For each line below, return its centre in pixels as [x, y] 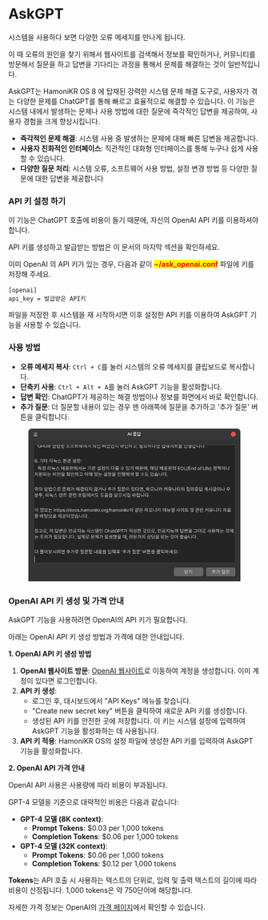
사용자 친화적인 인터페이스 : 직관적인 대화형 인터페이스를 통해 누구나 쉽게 [132, 148]
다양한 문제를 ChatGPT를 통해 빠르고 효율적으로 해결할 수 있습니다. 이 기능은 [136, 101]
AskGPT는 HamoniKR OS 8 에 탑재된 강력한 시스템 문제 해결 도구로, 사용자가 [129, 91]
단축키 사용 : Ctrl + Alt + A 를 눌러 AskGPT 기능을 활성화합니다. [121, 386]
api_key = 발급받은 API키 [47, 299]
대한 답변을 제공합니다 [69, 178]
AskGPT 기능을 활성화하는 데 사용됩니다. [95, 731]
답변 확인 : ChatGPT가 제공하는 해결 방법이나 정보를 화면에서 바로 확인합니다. [139, 397]
